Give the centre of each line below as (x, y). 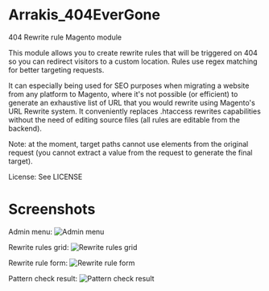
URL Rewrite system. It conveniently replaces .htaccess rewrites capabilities (135, 111)
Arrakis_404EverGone (85, 15)
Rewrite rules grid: (39, 247)
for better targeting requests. (56, 69)
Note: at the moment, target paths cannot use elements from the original (128, 143)
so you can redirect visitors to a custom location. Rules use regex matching (133, 61)
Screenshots (52, 209)
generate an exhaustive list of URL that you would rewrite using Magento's (132, 102)
